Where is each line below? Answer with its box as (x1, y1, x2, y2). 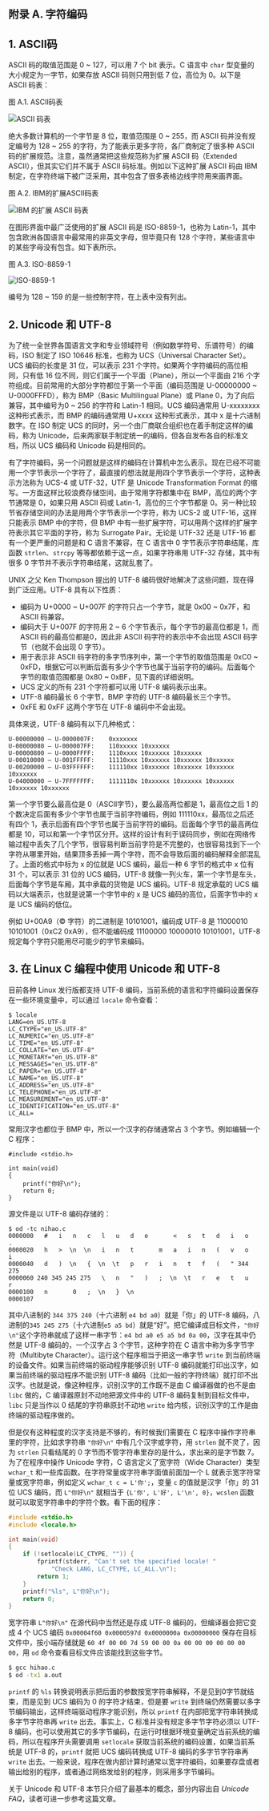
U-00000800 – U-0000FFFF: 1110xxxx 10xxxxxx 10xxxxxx (8, 749, 203, 757)
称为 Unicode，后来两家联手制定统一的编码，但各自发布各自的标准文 (22, 431, 249, 441)
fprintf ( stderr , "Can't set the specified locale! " (37, 1558, 217, 1566)
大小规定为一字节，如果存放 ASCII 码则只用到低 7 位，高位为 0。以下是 (8, 71, 242, 80)
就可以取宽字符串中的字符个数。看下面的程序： (8, 1497, 163, 1506)
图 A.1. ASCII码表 (8, 97, 63, 107)
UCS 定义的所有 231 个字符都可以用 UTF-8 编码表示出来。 (19, 682, 211, 692)
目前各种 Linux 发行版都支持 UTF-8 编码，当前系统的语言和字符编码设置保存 (8, 985, 259, 994)
